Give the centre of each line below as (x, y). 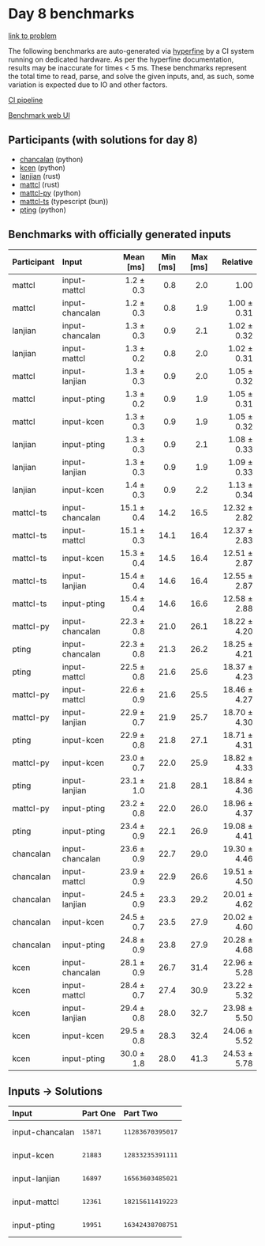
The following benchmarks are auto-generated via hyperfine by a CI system (131, 51)
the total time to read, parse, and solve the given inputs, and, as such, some (131, 76)
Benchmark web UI (39, 115)
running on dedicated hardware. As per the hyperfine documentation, (121, 59)
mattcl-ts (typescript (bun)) (64, 201)
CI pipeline (26, 100)
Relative (237, 262)
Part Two (141, 1114)
